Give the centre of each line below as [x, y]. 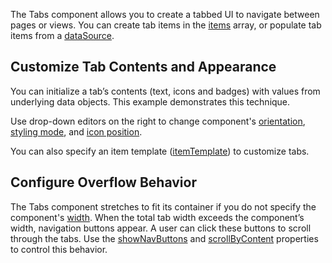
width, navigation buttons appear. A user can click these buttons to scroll [161, 228]
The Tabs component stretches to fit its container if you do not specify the [163, 206]
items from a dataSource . [62, 35]
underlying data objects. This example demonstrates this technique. [150, 101]
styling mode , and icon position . [76, 131]
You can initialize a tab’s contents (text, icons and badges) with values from [165, 91]
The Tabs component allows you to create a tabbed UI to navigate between [165, 14]
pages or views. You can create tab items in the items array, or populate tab [166, 25]
